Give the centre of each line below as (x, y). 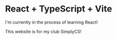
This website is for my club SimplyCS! (44, 31)
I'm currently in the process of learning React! (52, 22)
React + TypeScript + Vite (58, 9)
